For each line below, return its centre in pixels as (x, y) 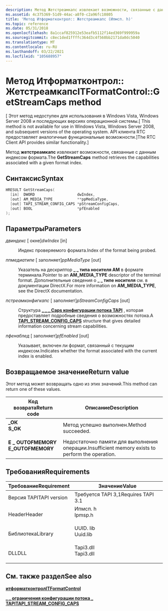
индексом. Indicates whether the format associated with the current (88, 351)
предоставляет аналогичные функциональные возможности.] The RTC (81, 137)
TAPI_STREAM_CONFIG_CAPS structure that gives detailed (80, 321)
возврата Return (33, 408)
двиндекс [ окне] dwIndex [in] (36, 241)
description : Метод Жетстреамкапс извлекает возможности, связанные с (81, 10)
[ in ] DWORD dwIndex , (53, 195)
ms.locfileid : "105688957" (34, 56)
